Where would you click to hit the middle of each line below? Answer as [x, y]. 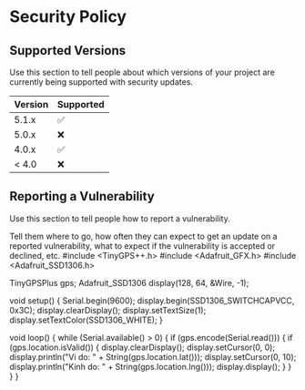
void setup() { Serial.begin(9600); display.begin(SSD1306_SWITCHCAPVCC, [152, 300]
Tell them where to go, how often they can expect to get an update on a [143, 236]
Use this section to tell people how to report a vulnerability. [120, 218]
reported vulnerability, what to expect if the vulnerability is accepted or [142, 246]
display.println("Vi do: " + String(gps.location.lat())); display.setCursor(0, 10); [153, 356]
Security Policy [68, 17]
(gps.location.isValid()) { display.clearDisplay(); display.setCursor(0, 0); [142, 347]
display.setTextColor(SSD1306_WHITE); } [86, 320]
